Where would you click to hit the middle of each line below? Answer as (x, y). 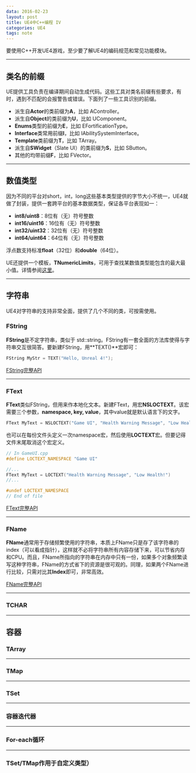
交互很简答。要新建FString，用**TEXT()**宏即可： (77, 347)
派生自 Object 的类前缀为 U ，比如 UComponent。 (72, 118)
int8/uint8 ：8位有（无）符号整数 (54, 216)
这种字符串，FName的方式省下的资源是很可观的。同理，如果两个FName (97, 565)
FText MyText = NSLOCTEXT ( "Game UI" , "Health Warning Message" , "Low (92, 423)
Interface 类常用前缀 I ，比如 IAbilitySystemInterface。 (78, 133)
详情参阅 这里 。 (39, 270)
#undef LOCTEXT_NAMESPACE (37, 491)
